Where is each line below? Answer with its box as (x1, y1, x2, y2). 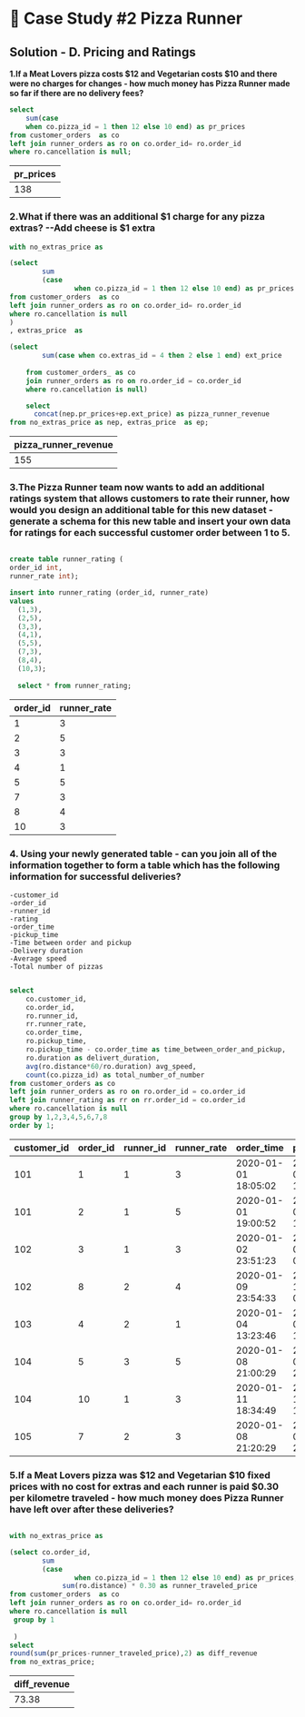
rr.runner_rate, (25, 1020, 88, 1029)
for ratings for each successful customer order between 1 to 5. (9, 527, 290, 539)
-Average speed (9, 953, 67, 963)
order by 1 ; (9, 1120, 54, 1130)
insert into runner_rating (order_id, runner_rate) (9, 588, 209, 597)
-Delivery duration (9, 946, 84, 955)
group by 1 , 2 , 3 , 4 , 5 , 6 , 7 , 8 (9, 1112, 108, 1122)
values (9, 597, 34, 606)
